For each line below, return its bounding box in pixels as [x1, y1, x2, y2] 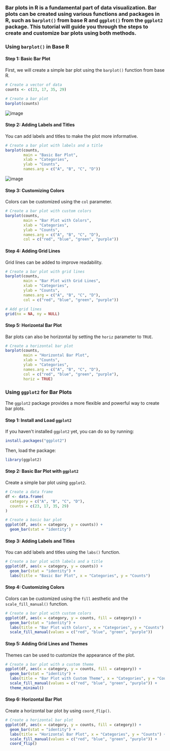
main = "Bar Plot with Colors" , [23, 218, 92, 223]
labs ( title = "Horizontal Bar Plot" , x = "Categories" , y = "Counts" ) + [10, 732, 166, 737]
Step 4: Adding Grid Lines [5, 248, 61, 254]
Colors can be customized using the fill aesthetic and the [5, 595, 128, 602]
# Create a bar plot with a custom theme [5, 662, 94, 667]
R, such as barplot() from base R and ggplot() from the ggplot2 [5, 17, 163, 24]
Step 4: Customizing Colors [5, 584, 65, 590]
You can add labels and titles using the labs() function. [5, 549, 120, 555]
